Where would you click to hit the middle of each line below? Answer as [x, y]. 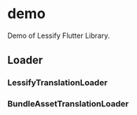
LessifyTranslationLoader [57, 83]
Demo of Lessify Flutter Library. [59, 35]
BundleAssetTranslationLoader [68, 104]
